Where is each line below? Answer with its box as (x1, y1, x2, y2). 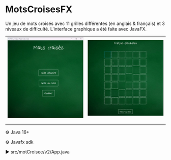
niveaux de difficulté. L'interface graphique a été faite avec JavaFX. (5, 25, 147, 32)
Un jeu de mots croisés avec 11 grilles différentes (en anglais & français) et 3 (5, 20, 165, 26)
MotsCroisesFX (5, 4, 73, 15)
